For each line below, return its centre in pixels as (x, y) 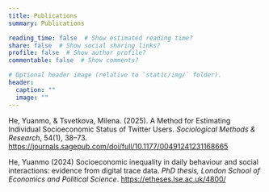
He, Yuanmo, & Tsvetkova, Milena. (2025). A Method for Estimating (120, 120)
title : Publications (43, 16)
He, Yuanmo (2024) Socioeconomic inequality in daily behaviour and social (133, 161)
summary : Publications (46, 23)
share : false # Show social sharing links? (84, 45)
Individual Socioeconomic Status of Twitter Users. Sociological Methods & (132, 129)
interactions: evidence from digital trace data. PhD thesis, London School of (134, 170)
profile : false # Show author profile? (78, 53)
